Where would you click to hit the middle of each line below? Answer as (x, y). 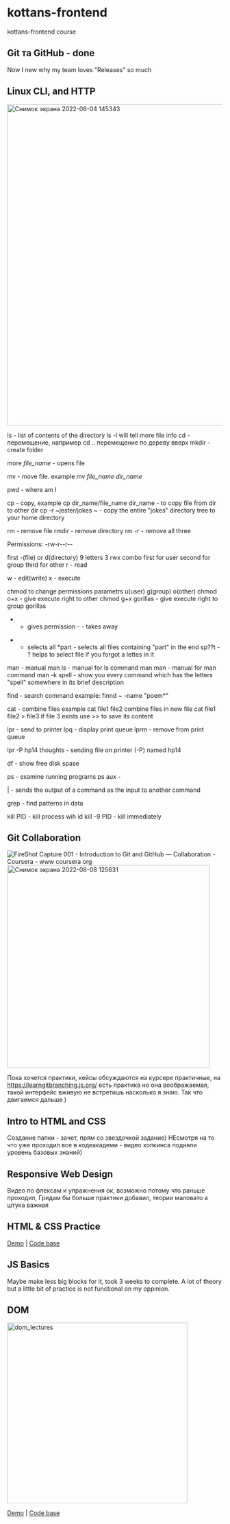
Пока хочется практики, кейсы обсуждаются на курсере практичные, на (114, 1078)
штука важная (28, 1205)
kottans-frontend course (42, 32)
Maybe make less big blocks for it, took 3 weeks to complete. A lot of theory (115, 1281)
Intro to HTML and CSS (56, 1121)
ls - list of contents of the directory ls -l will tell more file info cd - (99, 435)
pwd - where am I (32, 489)
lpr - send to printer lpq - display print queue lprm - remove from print (105, 729)
